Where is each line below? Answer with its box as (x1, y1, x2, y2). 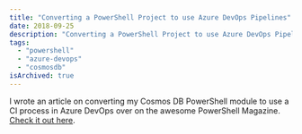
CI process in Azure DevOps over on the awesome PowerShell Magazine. (9, 105, 281, 116)
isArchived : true (9, 71, 75, 80)
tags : (9, 38, 30, 47)
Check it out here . (9, 114, 76, 125)
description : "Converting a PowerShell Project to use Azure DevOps (9, 29, 271, 38)
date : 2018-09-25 (9, 21, 75, 30)
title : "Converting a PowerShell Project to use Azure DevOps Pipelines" (9, 13, 292, 22)
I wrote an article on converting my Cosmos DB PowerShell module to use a (9, 96, 289, 106)
